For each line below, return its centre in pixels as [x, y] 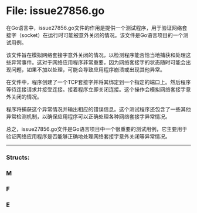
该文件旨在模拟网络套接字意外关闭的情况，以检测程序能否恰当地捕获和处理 [96, 55]
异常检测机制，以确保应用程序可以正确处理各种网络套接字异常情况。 [88, 116]
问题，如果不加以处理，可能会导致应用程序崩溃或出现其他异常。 [88, 69]
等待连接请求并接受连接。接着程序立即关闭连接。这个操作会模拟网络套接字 [96, 89]
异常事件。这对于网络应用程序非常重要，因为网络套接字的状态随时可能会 [98, 62]
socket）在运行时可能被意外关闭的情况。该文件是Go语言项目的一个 [102, 35]
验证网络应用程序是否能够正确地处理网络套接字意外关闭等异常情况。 [88, 136]
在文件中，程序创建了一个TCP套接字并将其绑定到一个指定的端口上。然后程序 [98, 82]
